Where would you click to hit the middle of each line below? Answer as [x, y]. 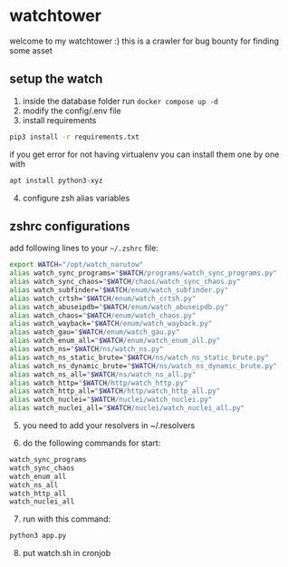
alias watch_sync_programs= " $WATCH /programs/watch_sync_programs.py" [144, 273]
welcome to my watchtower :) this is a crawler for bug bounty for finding [144, 41]
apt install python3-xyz [56, 181]
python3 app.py [38, 536]
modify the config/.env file [72, 111]
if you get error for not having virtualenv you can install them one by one [144, 154]
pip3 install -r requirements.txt [75, 137]
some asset [31, 50]
